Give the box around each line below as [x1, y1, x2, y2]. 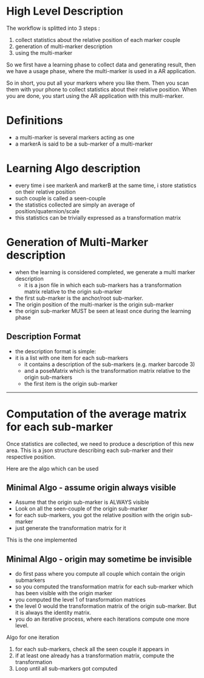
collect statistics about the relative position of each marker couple [15, 36, 181, 43]
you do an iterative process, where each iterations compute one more [15, 615, 189, 623]
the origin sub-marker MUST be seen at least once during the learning [15, 307, 191, 314]
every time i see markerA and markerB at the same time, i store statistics [15, 182, 197, 189]
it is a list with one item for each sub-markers [15, 354, 129, 361]
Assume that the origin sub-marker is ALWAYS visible [15, 498, 149, 506]
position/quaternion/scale [15, 207, 80, 214]
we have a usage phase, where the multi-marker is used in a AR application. [6, 67, 196, 74]
